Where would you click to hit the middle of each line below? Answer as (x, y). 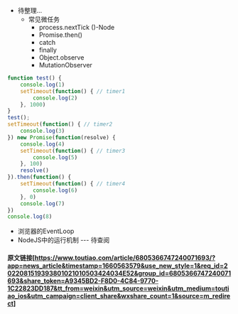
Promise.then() (61, 35)
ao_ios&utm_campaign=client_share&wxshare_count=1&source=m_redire (119, 296)
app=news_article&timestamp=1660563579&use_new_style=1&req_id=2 (118, 266)
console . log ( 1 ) (43, 85)
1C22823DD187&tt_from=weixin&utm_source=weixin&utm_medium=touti (118, 288)
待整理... (30, 10)
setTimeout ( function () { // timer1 (73, 91)
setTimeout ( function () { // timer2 (60, 124)
